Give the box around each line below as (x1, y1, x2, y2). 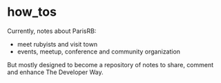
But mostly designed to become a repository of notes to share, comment (7, 60, 214, 69)
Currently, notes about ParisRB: (7, 27, 97, 35)
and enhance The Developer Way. (7, 68, 104, 76)
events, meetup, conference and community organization (17, 47, 181, 56)
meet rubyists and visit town (17, 40, 98, 48)
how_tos (7, 4, 57, 20)
